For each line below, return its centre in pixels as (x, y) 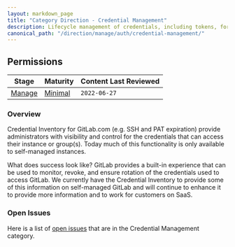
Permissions (35, 61)
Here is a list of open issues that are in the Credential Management (103, 228)
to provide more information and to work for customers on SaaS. (100, 195)
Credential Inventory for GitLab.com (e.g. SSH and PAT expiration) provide (114, 129)
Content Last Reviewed (120, 81)
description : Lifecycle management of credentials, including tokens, (112, 27)
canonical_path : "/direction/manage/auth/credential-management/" (106, 33)
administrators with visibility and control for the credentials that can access (115, 136)
